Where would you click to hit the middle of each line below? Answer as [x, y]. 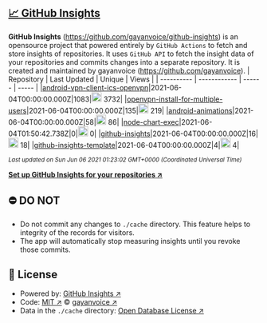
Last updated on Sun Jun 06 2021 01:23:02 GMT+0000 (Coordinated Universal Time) [125, 160]
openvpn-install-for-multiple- [175, 99]
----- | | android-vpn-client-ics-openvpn [83, 87]
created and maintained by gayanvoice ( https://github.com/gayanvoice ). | [129, 70]
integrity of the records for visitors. [77, 232]
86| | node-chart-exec [143, 122]
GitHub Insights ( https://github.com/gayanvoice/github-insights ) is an [124, 36]
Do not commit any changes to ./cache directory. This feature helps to [135, 224]
